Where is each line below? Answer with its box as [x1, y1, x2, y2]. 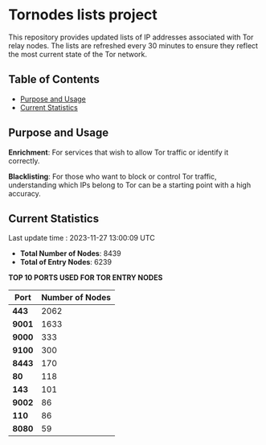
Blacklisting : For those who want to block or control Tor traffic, [8, 171, 217, 181]
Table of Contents [8, 72, 100, 86]
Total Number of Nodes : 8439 [19, 249, 122, 258]
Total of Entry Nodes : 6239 [19, 258, 113, 267]
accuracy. [8, 188, 42, 198]
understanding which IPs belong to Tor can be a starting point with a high [8, 179, 252, 190]
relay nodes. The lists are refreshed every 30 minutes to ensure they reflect [8, 40, 259, 50]
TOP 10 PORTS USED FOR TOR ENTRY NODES [8, 273, 163, 282]
